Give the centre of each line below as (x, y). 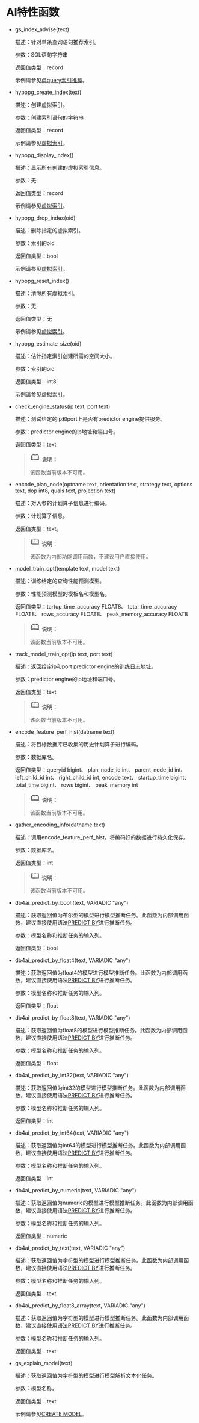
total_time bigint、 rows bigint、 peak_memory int (76, 785)
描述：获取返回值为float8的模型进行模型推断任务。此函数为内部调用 (99, 1030)
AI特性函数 (33, 12)
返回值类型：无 (33, 318)
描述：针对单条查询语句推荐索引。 (57, 42)
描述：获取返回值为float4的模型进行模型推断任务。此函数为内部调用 (99, 972)
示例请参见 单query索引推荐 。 (51, 80)
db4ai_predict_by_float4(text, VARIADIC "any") (72, 960)
